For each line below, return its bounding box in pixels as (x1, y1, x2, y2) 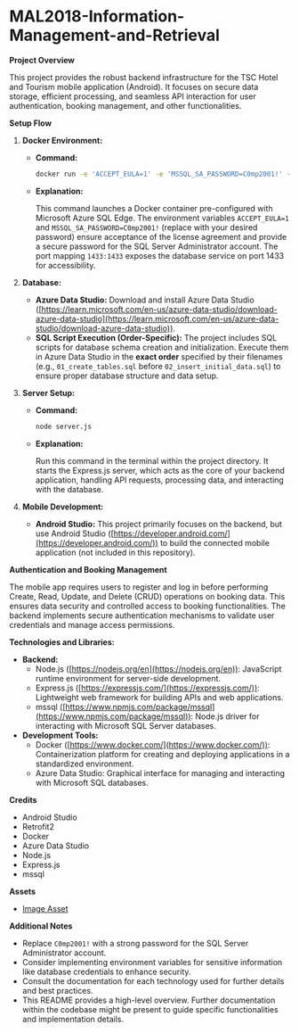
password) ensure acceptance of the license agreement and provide (35, 231, 287, 242)
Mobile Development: (21, 501, 104, 512)
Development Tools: (21, 730, 99, 740)
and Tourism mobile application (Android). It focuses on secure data (9, 81, 259, 92)
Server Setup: (21, 387, 76, 398)
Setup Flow (9, 118, 52, 128)
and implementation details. (21, 1013, 125, 1024)
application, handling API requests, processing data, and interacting (35, 475, 285, 485)
